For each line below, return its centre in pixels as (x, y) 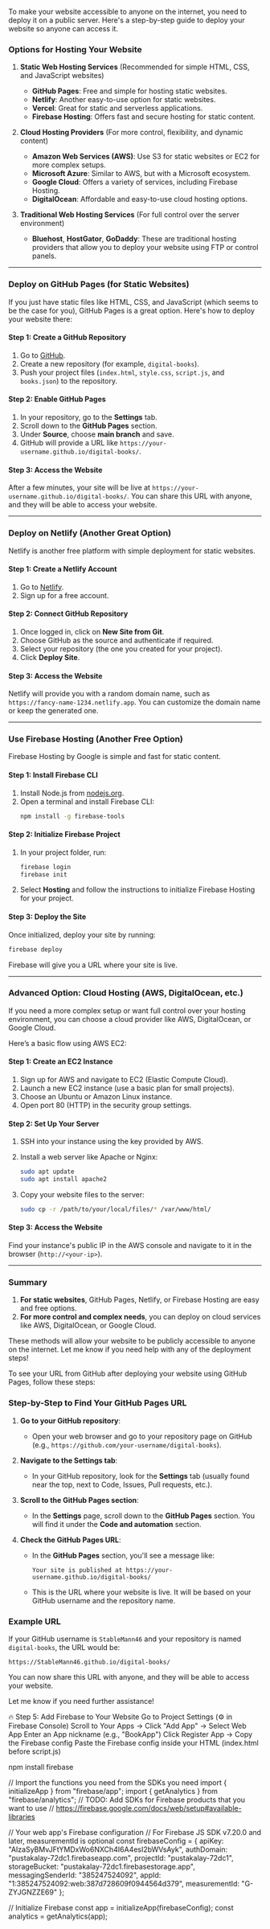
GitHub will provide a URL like (69, 443)
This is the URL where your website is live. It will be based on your (141, 1592)
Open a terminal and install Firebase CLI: (87, 801)
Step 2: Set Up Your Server (54, 1123)
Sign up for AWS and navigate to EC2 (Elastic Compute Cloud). (124, 1080)
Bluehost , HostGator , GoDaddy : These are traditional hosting (134, 239)
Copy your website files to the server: (82, 1194)
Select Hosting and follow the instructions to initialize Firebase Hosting (137, 890)
